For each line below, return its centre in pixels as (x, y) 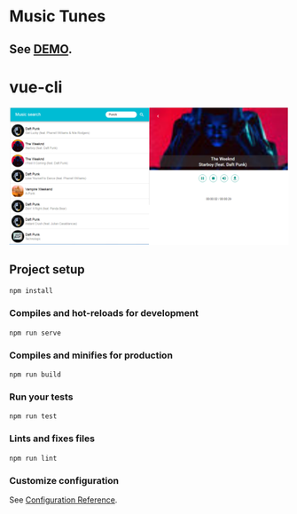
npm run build (35, 375)
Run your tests (41, 397)
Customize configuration (64, 480)
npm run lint (33, 458)
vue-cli (36, 87)
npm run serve (35, 333)
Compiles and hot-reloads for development (104, 313)
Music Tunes (58, 16)
